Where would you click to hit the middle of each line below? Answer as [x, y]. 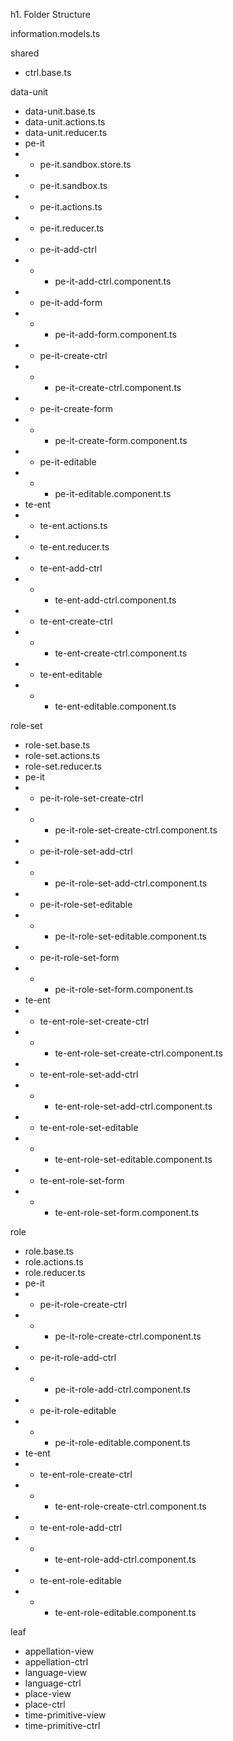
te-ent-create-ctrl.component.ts [121, 653]
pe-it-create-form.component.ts [121, 440]
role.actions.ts [54, 1262]
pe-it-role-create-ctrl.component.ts [128, 1336]
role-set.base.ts [57, 745]
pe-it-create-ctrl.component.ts [118, 387]
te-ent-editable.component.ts [115, 706]
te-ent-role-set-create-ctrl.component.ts [138, 1053]
